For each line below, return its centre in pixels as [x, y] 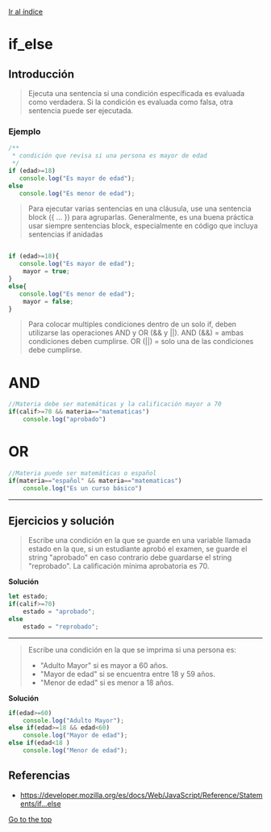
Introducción [42, 74]
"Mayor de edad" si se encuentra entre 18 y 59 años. [128, 674]
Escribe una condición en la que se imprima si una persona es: [132, 649]
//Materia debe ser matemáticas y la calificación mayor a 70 [115, 404]
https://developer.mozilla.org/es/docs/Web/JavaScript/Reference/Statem [142, 795]
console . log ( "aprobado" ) [65, 419]
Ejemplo [25, 131]
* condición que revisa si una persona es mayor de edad [109, 156]
